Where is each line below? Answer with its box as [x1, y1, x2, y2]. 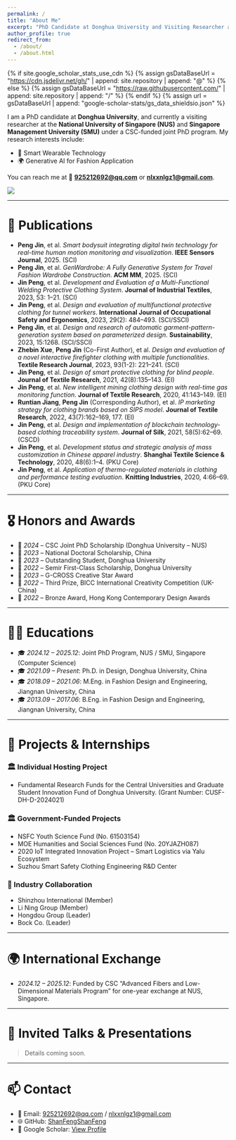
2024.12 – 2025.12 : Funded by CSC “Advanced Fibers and [17, 979, 184, 987]
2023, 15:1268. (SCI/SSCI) [17, 337, 93, 346]
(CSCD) [17, 435, 40, 444]
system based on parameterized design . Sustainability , [51, 330, 213, 339]
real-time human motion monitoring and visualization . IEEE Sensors [17, 248, 214, 256]
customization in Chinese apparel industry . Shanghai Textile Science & [17, 450, 225, 459]
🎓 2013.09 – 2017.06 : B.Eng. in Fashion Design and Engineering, [17, 695, 205, 703]
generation [17, 330, 50, 339]
